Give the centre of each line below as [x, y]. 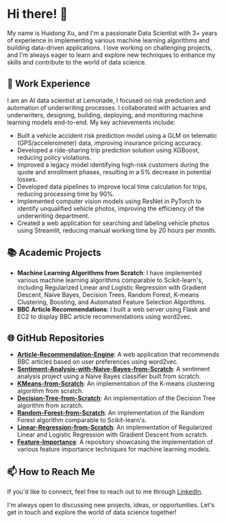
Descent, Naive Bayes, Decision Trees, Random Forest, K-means [108, 294]
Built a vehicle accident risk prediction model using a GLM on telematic [117, 135]
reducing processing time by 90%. [66, 194]
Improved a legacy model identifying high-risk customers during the [113, 165]
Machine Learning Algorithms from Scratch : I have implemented [109, 272]
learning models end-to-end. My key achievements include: [91, 122]
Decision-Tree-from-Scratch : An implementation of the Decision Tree [116, 398]
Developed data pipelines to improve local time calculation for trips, [112, 186]
